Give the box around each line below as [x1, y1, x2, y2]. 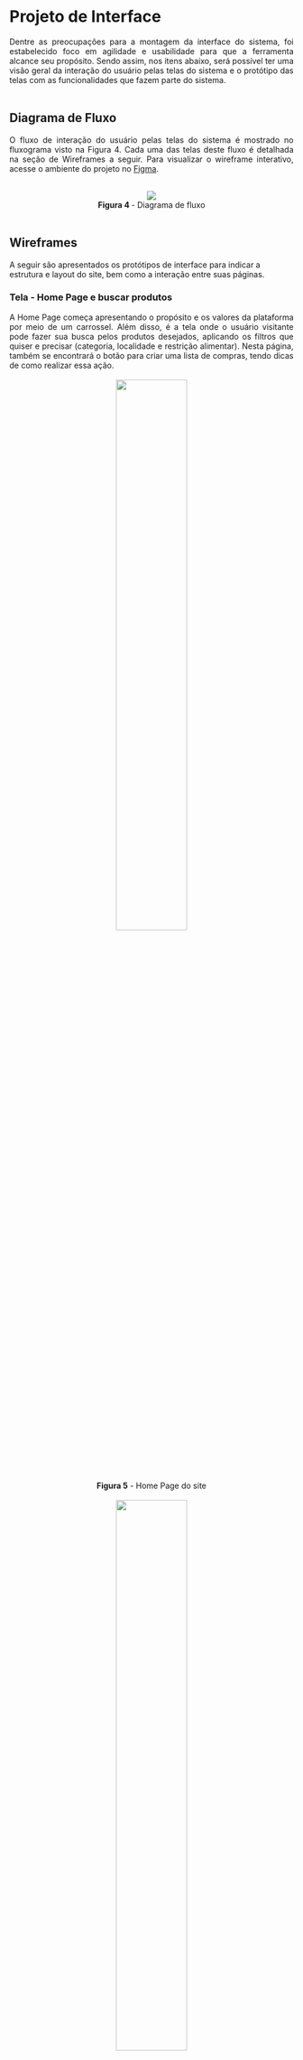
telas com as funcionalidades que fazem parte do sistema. [9, 74, 226, 85]
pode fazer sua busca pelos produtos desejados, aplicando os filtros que [9, 331, 294, 342]
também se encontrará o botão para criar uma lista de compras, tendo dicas [9, 350, 294, 360]
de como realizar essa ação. [9, 360, 115, 370]
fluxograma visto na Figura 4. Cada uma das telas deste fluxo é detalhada [9, 144, 294, 154]
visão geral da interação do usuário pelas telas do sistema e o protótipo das [9, 65, 294, 76]
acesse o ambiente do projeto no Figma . [9, 163, 160, 173]
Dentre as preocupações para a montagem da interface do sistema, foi [9, 36, 294, 47]
